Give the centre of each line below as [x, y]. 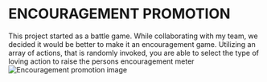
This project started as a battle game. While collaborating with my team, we [133, 36]
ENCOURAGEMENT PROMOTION [119, 14]
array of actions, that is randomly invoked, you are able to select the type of [134, 53]
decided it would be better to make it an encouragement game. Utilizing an [132, 44]
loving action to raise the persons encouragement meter [101, 61]
